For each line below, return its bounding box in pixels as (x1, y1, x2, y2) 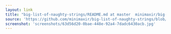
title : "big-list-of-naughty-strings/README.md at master (5, 12, 131, 17)
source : (5, 16, 22, 21)
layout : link (5, 7, 33, 12)
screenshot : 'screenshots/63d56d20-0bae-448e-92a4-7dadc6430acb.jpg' (5, 21, 156, 26)
